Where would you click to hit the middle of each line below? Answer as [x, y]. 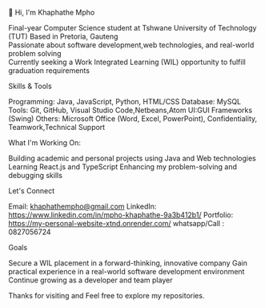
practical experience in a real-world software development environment [126, 272]
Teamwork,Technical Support [57, 127]
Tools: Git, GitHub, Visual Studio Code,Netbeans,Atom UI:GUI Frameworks [130, 110]
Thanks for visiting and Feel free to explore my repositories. [106, 296]
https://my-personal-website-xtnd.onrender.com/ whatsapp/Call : [116, 223]
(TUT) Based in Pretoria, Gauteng [63, 36]
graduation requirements [49, 71]
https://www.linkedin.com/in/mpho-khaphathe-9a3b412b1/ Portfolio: [121, 215]
